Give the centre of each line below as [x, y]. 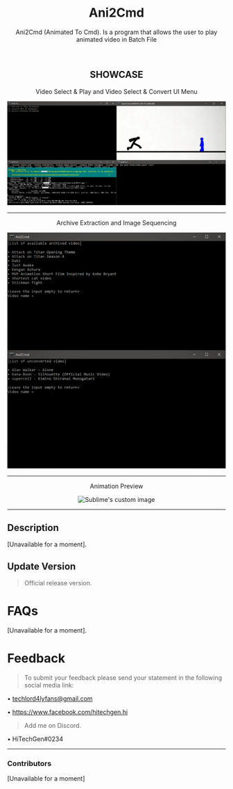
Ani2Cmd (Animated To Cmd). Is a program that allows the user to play [116, 32]
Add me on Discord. [53, 726]
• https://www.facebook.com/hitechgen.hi [68, 712]
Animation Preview [116, 486]
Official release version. [58, 583]
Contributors [29, 764]
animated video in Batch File [116, 39]
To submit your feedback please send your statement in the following [123, 678]
